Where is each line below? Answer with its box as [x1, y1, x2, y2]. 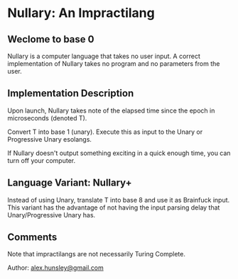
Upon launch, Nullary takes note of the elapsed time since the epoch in [7, 106, 215, 115]
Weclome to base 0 [7, 33, 94, 45]
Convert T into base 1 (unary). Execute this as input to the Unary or [7, 127, 203, 136]
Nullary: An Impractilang [7, 5, 155, 21]
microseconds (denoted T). [7, 113, 87, 122]
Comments [7, 232, 58, 244]
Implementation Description [7, 87, 134, 100]
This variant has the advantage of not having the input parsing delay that [7, 203, 220, 212]
